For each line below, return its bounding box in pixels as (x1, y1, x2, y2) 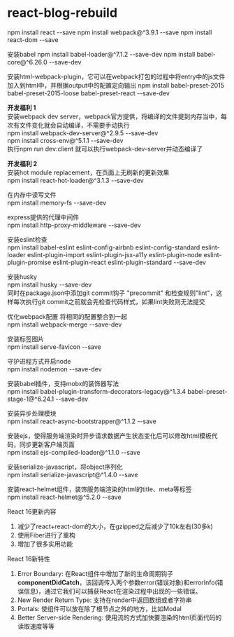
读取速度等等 (17, 622, 54, 630)
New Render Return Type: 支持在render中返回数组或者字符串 (17, 596, 192, 604)
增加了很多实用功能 (17, 540, 73, 548)
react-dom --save (7, 35, 59, 43)
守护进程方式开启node (7, 357, 71, 365)
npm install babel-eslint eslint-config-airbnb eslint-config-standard (7, 243, 200, 252)
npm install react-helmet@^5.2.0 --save (7, 493, 122, 501)
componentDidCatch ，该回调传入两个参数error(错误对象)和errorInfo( (17, 578, 218, 587)
